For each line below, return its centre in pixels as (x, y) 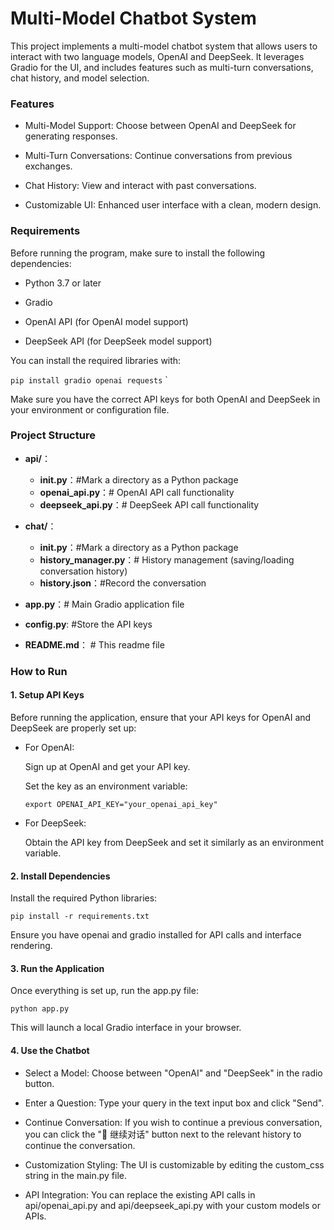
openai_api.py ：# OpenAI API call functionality (137, 492)
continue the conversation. (80, 1145)
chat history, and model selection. (80, 78)
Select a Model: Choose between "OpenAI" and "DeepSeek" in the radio (173, 1073)
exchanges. (48, 166)
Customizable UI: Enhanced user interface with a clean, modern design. (173, 205)
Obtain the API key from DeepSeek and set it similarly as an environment (174, 842)
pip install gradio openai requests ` (89, 379)
